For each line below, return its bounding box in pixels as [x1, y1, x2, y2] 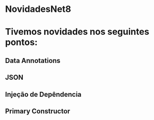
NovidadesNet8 [5, 3, 71, 15]
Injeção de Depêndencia [5, 90, 82, 99]
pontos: [5, 37, 38, 48]
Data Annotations [5, 56, 61, 65]
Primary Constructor [5, 107, 70, 115]
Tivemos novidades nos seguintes [5, 26, 150, 38]
